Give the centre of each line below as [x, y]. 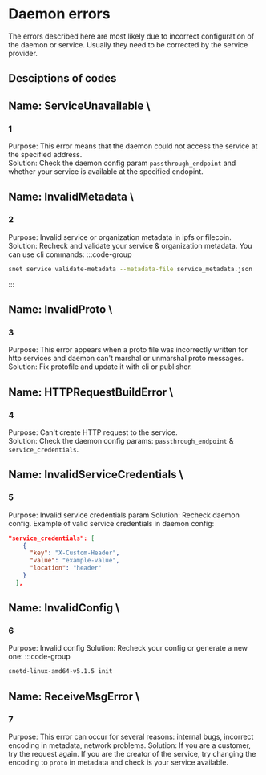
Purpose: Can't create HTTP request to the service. [93, 432]
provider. [23, 53]
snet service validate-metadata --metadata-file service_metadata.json [130, 269]
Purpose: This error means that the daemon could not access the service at [133, 146]
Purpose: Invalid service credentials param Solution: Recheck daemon [124, 515]
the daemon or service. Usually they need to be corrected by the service [128, 44]
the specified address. [45, 155]
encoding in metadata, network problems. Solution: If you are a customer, [129, 745]
